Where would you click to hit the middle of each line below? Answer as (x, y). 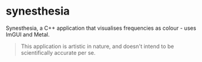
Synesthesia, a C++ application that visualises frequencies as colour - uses (101, 28)
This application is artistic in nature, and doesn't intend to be (97, 46)
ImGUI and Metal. (28, 34)
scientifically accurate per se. (58, 52)
